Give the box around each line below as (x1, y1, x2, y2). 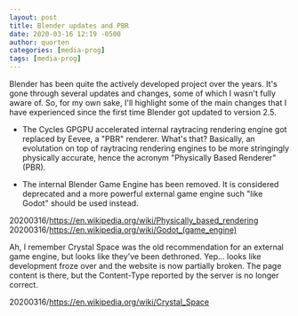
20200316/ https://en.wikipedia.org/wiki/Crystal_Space (9, 296, 210, 307)
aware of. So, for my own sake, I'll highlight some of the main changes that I (9, 98, 287, 107)
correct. (9, 280, 38, 289)
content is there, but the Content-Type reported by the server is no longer (9, 270, 279, 280)
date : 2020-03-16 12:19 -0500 (9, 29, 122, 38)
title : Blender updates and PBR (9, 21, 129, 30)
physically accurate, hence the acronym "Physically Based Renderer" (21, 153, 277, 162)
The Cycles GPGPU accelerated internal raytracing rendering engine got (21, 124, 287, 134)
